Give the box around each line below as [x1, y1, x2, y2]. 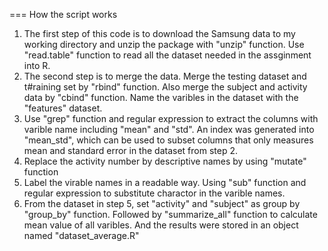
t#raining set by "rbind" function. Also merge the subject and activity [23, 81, 308, 93]
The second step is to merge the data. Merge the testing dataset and [23, 70, 307, 82]
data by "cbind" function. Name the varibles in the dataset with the [23, 92, 299, 103]
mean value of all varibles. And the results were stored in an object [23, 219, 299, 231]
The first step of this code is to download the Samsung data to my [23, 28, 296, 39]
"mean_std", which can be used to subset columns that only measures [23, 134, 314, 146]
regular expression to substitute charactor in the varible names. [23, 187, 286, 199]
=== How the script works [9, 9, 118, 20]
